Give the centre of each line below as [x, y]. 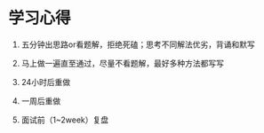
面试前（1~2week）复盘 [65, 120]
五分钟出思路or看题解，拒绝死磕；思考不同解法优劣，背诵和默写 [138, 44]
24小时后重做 [46, 82]
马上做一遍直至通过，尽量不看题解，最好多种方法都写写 [122, 63]
